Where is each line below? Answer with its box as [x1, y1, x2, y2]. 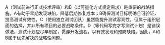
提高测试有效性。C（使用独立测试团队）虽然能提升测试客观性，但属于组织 [5, 17, 156, 22]
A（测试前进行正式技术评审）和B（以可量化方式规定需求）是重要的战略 [5, 4, 150, 10]
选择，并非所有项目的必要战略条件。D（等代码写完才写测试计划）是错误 [13, 22, 161, 28]
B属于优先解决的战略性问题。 [5, 35, 65, 41]
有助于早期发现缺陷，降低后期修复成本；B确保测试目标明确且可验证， [16, 10, 159, 16]
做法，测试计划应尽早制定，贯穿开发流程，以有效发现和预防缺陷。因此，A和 [5, 29, 160, 34]
